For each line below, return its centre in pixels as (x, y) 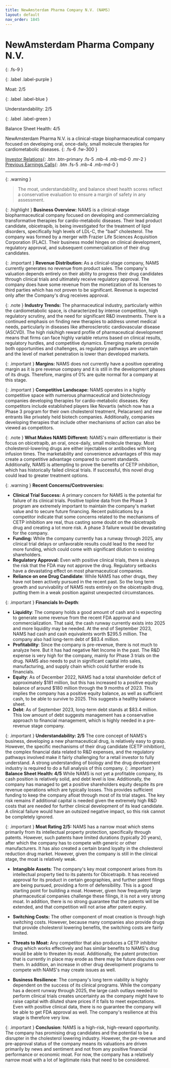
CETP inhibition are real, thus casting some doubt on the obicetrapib (84, 522)
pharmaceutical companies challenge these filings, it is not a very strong (89, 896)
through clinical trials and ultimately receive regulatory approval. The (77, 279)
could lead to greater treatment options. (47, 475)
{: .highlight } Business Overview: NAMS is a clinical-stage (67, 210)
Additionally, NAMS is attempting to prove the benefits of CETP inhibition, (82, 465)
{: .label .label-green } (28, 119)
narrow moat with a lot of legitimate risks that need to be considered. (78, 1060)
